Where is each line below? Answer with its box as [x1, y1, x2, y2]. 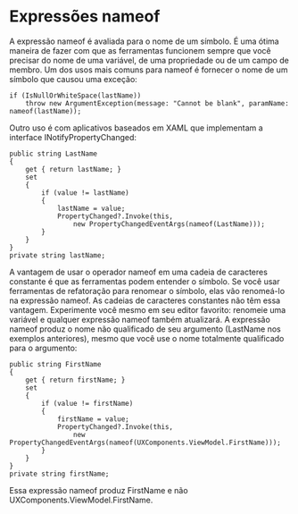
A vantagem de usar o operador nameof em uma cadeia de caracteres [9, 266, 268, 277]
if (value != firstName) [41, 399, 134, 408]
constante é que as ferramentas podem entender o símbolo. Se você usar [9, 275, 280, 287]
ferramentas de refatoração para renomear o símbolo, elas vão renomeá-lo [9, 285, 286, 296]
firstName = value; [56, 414, 129, 424]
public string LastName [9, 149, 98, 158]
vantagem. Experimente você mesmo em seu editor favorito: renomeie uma [9, 304, 286, 315]
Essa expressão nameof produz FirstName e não [9, 485, 189, 495]
